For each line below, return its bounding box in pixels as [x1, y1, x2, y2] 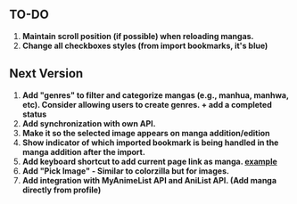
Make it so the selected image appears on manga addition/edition [21, 127, 270, 138]
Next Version [9, 66, 84, 81]
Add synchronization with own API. [21, 118, 156, 128]
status [21, 109, 47, 119]
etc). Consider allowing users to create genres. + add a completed [21, 99, 272, 110]
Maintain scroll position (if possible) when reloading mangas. [21, 30, 254, 41]
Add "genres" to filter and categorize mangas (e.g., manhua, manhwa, [21, 89, 289, 101]
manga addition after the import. [21, 146, 145, 157]
